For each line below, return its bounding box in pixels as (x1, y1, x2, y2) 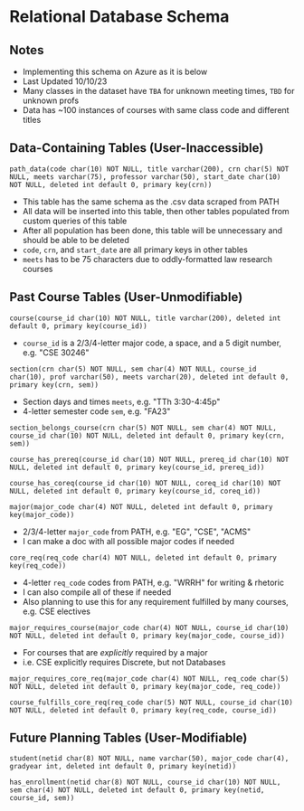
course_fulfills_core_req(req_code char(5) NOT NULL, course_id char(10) (9, 698, 294, 707)
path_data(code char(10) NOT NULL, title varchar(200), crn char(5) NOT (9, 165, 290, 174)
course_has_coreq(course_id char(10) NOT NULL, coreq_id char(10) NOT (9, 478, 281, 487)
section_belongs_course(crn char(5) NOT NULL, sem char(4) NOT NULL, (9, 423, 278, 432)
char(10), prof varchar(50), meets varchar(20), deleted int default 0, (9, 372, 290, 382)
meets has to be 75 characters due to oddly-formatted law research (22, 253, 273, 264)
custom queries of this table (22, 215, 128, 226)
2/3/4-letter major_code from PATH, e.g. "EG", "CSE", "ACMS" (22, 526, 252, 537)
